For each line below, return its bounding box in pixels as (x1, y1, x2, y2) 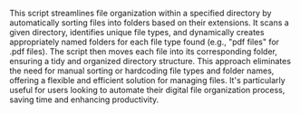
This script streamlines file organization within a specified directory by (9, 8, 272, 18)
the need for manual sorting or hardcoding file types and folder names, (9, 65, 275, 76)
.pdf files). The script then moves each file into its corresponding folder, (9, 46, 278, 57)
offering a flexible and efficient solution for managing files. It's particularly (9, 75, 285, 85)
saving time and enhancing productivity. (9, 94, 160, 105)
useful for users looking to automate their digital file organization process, (9, 85, 285, 95)
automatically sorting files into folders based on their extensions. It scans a (9, 17, 290, 28)
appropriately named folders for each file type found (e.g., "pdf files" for (9, 36, 279, 47)
